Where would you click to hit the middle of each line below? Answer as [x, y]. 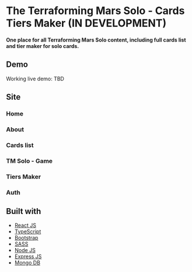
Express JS [28, 257]
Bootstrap [26, 238]
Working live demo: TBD [35, 79]
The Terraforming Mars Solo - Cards [95, 11]
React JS [25, 225]
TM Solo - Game [29, 161]
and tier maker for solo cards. [43, 46]
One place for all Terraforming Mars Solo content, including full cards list [96, 40]
